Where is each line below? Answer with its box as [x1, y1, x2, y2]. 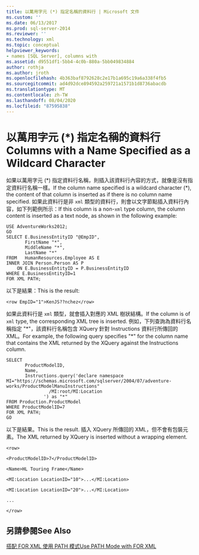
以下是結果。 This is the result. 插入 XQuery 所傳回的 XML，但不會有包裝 [6, 426, 184, 433]
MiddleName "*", [24, 245, 66, 251]
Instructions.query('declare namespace [24, 373, 124, 379]
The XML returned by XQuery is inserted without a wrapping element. [17, 433, 188, 440]
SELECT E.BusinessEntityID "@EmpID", [6, 234, 100, 240]
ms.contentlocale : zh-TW [6, 92, 68, 98]
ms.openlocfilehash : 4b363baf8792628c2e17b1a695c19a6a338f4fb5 [6, 75, 167, 81]
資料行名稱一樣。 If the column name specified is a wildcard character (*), [11, 184, 192, 192]
